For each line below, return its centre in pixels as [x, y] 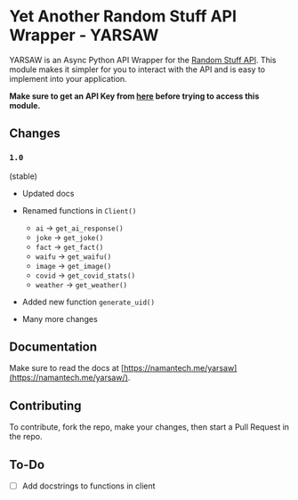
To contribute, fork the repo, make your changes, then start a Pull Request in [149, 427]
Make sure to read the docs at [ [67, 368]
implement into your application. [68, 78]
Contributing [45, 405]
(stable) [24, 176]
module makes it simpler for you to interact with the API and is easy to [137, 69]
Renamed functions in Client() [79, 210]
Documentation [53, 347]
